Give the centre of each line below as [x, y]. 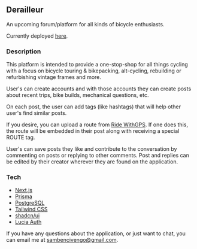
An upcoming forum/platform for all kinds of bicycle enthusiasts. [85, 24]
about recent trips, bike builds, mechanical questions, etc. [78, 95]
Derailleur [25, 10]
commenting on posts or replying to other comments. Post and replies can [98, 156]
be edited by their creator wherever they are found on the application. [92, 162]
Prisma [24, 196]
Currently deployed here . [37, 36]
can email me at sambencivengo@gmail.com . [62, 240]
